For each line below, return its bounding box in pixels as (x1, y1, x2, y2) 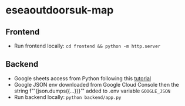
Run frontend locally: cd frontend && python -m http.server (14, 42, 161, 49)
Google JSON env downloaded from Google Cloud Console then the (14, 81, 180, 88)
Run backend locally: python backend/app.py (14, 93, 122, 100)
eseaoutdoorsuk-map (5, 4, 114, 17)
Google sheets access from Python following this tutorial (14, 74, 151, 82)
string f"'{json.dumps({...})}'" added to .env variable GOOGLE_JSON (14, 87, 171, 94)
